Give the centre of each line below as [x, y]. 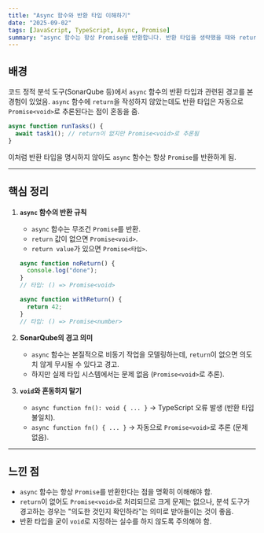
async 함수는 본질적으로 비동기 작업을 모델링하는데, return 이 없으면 [134, 354]
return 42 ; [45, 307]
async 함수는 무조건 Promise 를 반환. [86, 228]
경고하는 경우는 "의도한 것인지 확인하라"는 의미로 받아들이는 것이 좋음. [126, 512]
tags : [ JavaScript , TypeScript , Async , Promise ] [89, 30]
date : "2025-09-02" [40, 23]
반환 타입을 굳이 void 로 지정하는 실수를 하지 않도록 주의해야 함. [115, 521]
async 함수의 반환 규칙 [53, 212]
